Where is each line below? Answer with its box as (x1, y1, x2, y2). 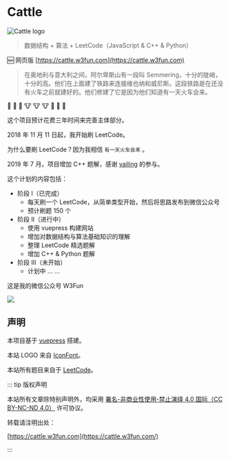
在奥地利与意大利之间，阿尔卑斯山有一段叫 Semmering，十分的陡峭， (23, 70, 222, 79)
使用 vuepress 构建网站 (27, 224, 94, 232)
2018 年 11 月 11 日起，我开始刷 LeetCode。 (7, 130, 129, 139)
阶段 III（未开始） (17, 258, 67, 266)
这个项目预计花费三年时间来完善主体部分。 (7, 115, 128, 124)
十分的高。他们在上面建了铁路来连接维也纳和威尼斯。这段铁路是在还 (23, 79, 218, 87)
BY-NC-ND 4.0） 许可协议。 (7, 403, 87, 411)
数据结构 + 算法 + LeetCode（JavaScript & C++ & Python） (23, 41, 193, 49)
